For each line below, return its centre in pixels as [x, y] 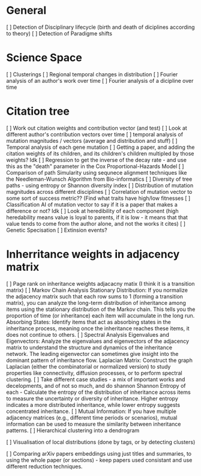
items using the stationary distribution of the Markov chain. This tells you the [101, 309]
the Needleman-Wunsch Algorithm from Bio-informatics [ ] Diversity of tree [99, 179]
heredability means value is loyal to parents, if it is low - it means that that [97, 217]
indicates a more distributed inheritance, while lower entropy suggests [93, 405]
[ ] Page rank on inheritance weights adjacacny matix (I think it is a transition [100, 283]
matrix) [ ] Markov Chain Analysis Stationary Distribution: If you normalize [97, 290]
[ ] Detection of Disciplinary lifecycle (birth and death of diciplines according [100, 27]
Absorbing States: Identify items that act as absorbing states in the [88, 322]
